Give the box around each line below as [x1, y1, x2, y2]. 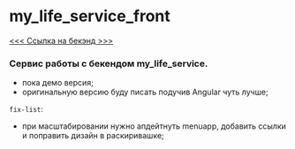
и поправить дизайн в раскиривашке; [21, 130, 165, 141]
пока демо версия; [21, 78, 95, 88]
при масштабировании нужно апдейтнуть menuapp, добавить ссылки [21, 121, 287, 131]
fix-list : [9, 104, 44, 115]
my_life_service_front [9, 6, 170, 26]
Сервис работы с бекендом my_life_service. [9, 57, 208, 70]
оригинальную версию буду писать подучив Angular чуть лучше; [21, 86, 269, 98]
